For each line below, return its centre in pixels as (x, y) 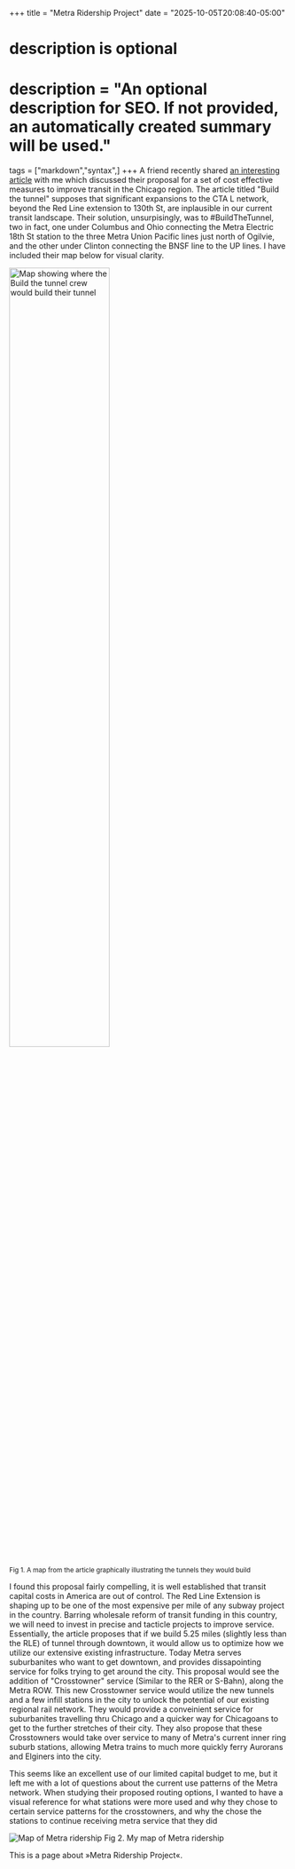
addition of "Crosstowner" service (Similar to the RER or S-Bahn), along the (146, 1681)
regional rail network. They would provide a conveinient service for (132, 1709)
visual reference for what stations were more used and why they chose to (144, 1802)
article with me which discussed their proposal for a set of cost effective (141, 180)
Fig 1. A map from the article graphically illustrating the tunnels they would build (130, 1571)
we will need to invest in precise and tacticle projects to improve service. (142, 1625)
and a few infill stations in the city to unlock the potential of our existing (140, 1700)
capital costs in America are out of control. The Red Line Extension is (135, 1596)
